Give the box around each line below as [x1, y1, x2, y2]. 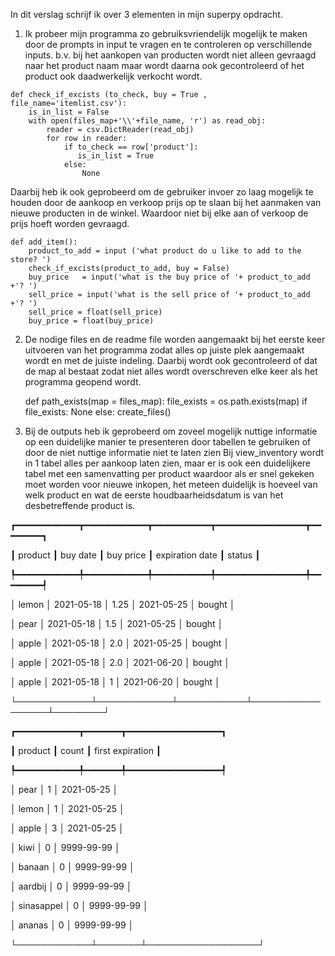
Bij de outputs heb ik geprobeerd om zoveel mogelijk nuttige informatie [24, 425, 318, 437]
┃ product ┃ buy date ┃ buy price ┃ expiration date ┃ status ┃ [10, 549, 261, 561]
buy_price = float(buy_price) [28, 316, 155, 326]
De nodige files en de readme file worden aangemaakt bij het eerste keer [24, 334, 326, 345]
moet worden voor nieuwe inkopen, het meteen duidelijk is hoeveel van [24, 479, 318, 490]
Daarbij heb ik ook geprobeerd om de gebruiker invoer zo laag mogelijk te [10, 186, 314, 198]
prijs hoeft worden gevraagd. [10, 218, 130, 229]
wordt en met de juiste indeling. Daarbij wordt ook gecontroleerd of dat [24, 355, 318, 366]
